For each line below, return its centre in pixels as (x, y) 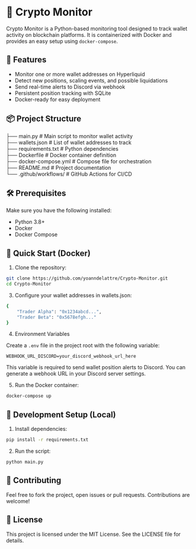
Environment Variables (42, 334)
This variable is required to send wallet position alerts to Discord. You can (96, 367)
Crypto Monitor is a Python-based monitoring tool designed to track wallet (97, 28)
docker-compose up (29, 396)
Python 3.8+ (30, 222)
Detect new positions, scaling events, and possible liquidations (91, 80)
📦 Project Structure (44, 119)
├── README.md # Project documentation (59, 167)
